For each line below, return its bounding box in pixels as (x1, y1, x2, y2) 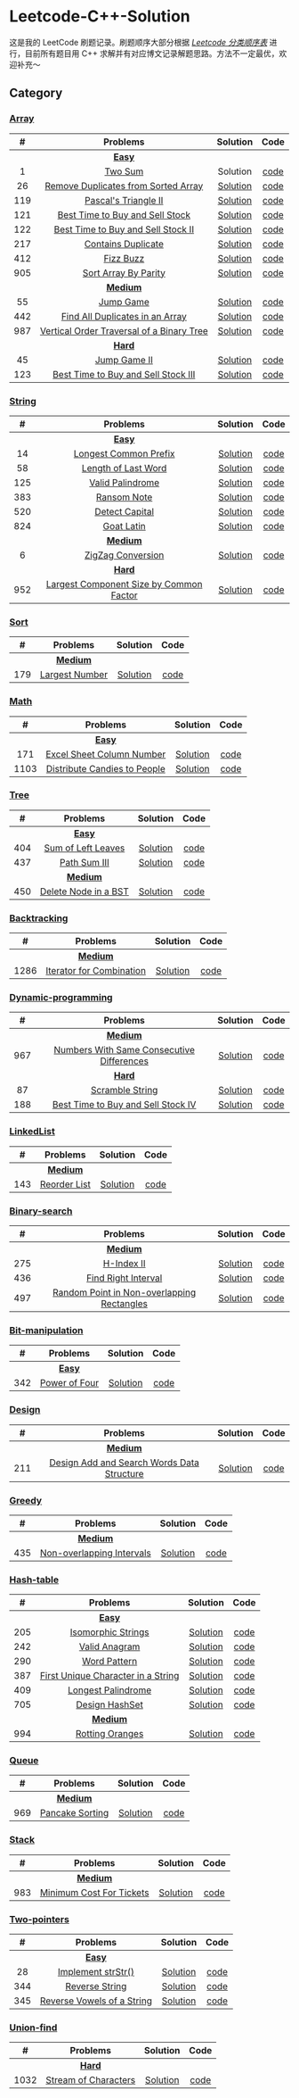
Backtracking (9, 912, 69, 925)
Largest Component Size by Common (45, 577, 203, 590)
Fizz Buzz (103, 252, 145, 264)
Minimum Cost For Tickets (39, 1886, 149, 1898)
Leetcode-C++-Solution (9, 6, 191, 27)
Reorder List (39, 1178, 91, 1190)
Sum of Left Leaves (44, 842, 125, 854)
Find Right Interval (85, 1272, 163, 1284)
